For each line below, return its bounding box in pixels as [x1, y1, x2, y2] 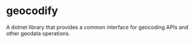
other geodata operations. [6, 29, 70, 37]
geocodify [6, 4, 58, 18]
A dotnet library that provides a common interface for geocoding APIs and [6, 24, 189, 31]
